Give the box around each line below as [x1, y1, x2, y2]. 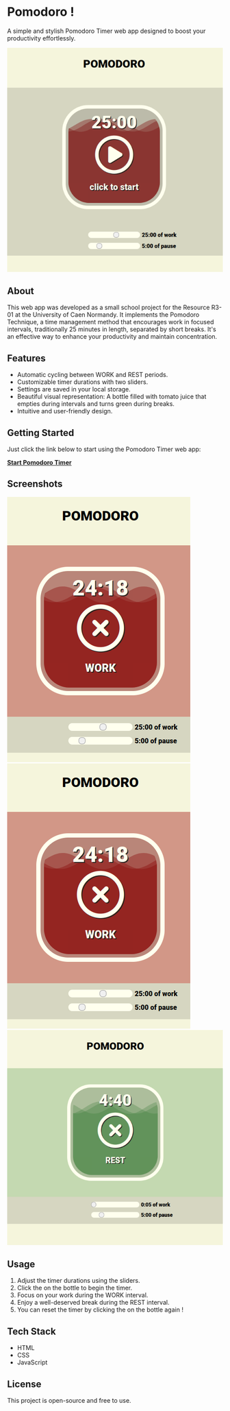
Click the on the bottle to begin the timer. [16, 1283, 133, 1292]
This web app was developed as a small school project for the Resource [7, 303, 210, 312]
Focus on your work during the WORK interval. [16, 1291, 149, 1299]
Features [7, 352, 46, 364]
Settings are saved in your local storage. [16, 385, 131, 394]
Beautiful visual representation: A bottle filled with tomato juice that [16, 392, 207, 401]
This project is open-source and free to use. [7, 1396, 131, 1404]
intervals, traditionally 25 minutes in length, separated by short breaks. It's [7, 325, 217, 333]
